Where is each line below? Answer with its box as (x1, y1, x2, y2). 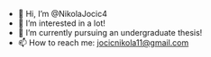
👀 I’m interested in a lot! (17, 18, 106, 28)
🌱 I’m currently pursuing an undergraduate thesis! (17, 28, 203, 37)
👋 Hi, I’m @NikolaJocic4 (17, 9, 108, 19)
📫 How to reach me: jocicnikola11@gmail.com (17, 37, 189, 48)
